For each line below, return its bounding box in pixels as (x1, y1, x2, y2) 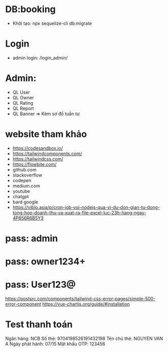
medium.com (12, 183, 40, 189)
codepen (12, 177, 31, 183)
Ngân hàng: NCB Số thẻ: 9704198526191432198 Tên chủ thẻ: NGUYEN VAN (5, 335, 163, 341)
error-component (5, 301, 41, 307)
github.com (12, 166, 37, 172)
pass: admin (5, 233, 58, 244)
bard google (12, 199, 38, 205)
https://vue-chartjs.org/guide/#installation (42, 301, 130, 307)
